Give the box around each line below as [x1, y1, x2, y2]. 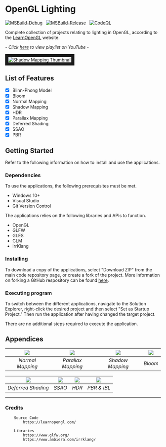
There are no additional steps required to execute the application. [5, 321, 138, 327]
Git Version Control [12, 203, 51, 209]
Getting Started [5, 147, 54, 155]
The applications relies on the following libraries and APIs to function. [5, 213, 147, 219]
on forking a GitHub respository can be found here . [5, 277, 109, 283]
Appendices [5, 335, 43, 343]
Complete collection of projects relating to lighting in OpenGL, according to [5, 29, 158, 35]
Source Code [14, 415, 39, 420]
